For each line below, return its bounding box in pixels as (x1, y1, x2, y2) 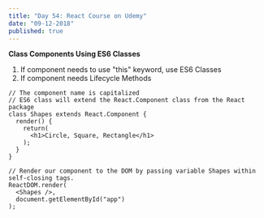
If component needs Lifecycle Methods (19, 74, 152, 83)
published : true (8, 27, 63, 35)
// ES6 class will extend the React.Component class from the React (8, 96, 245, 105)
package (8, 103, 35, 112)
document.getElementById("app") (15, 195, 126, 203)
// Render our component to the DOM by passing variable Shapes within (8, 167, 256, 175)
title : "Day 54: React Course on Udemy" (8, 11, 148, 20)
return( (23, 125, 49, 133)
